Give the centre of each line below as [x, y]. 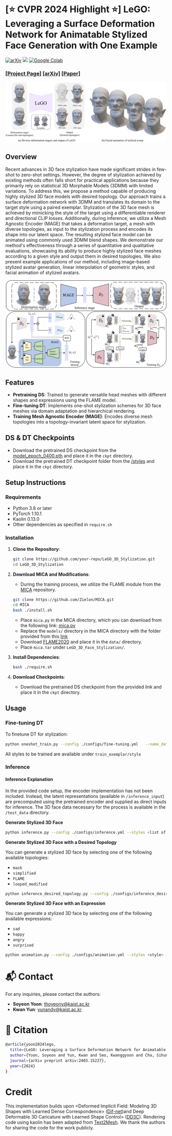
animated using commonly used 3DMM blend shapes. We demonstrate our [84, 240]
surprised [23, 945]
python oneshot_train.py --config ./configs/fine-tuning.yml [72, 744]
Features [20, 382]
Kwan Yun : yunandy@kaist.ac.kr [47, 1010]
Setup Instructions [36, 483]
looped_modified [30, 884]
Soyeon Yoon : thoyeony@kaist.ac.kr [51, 1004]
